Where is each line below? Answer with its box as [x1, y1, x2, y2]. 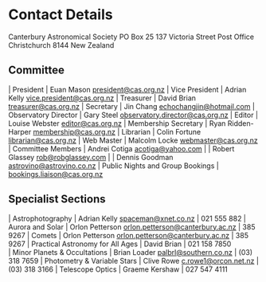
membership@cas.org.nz [33, 127, 116, 136]
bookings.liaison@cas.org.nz [8, 169, 104, 178]
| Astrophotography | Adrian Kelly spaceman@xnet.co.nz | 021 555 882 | [8, 213, 247, 223]
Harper [8, 127, 32, 136]
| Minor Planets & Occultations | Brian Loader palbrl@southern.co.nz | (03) [8, 247, 253, 257]
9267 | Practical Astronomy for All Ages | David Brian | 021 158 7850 [8, 239, 232, 249]
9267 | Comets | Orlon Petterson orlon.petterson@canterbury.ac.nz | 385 [8, 230, 249, 240]
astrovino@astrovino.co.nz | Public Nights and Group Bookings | [8, 161, 219, 170]
